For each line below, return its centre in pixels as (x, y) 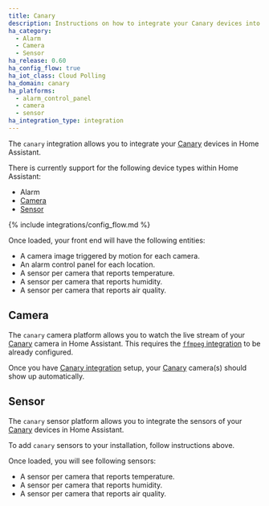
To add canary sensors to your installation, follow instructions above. (122, 445)
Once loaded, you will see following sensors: (82, 461)
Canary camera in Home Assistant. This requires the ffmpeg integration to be (134, 343)
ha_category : (30, 31)
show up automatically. (47, 376)
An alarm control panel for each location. (88, 264)
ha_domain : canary (39, 83)
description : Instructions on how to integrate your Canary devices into (134, 23)
